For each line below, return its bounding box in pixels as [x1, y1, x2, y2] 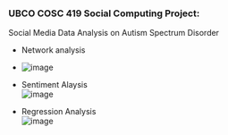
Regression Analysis [21, 106, 97, 117]
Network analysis [21, 45, 86, 55]
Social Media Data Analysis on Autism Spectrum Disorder [8, 28, 220, 38]
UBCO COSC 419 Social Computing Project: [8, 7, 200, 20]
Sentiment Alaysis [21, 80, 89, 90]
